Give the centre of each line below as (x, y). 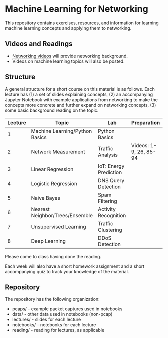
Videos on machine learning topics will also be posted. (68, 61)
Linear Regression (52, 169)
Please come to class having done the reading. (53, 256)
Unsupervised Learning (59, 227)
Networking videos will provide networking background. (70, 56)
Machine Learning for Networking (77, 9)
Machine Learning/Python (62, 131)
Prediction (110, 172)
